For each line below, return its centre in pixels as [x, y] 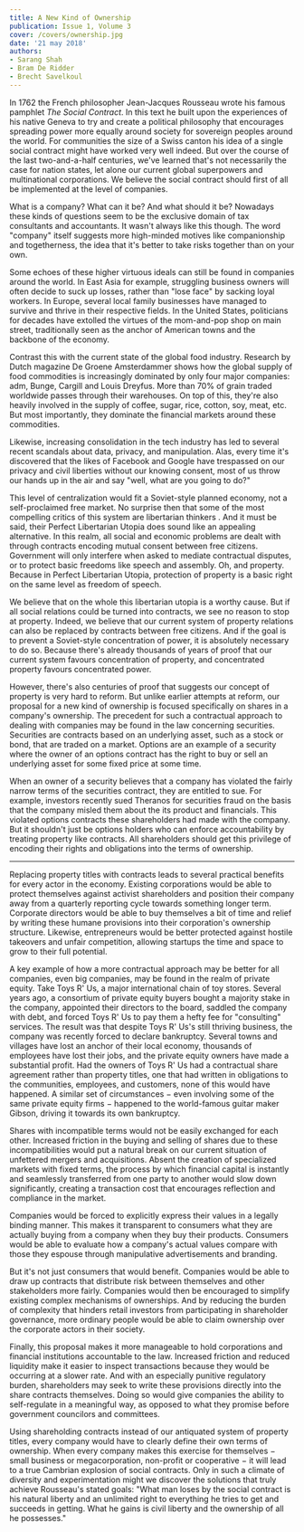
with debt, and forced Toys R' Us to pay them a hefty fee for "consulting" [145, 1017]
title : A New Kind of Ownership [70, 18]
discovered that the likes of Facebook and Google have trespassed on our [147, 461]
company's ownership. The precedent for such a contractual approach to [146, 715]
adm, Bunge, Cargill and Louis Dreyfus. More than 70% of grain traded [141, 385]
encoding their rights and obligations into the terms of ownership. [131, 848]
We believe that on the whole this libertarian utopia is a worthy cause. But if [150, 602]
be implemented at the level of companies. [89, 189]
